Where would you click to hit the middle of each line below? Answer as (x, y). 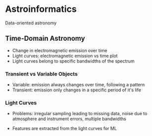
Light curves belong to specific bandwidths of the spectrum (73, 61)
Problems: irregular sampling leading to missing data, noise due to (80, 114)
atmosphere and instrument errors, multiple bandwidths (69, 119)
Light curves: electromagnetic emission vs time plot (65, 56)
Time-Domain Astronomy (45, 38)
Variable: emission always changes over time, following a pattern (78, 85)
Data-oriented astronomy (31, 23)
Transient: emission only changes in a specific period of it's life (76, 90)
